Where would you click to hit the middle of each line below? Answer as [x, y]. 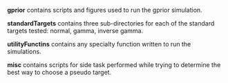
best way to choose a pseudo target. [59, 72]
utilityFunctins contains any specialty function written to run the [99, 44]
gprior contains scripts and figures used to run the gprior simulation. [105, 10]
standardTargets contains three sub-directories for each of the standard [111, 23]
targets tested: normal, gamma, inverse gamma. [75, 31]
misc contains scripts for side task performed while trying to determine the [114, 65]
